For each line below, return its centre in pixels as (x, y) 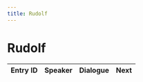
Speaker (58, 70)
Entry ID (24, 70)
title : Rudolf (28, 14)
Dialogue (94, 70)
